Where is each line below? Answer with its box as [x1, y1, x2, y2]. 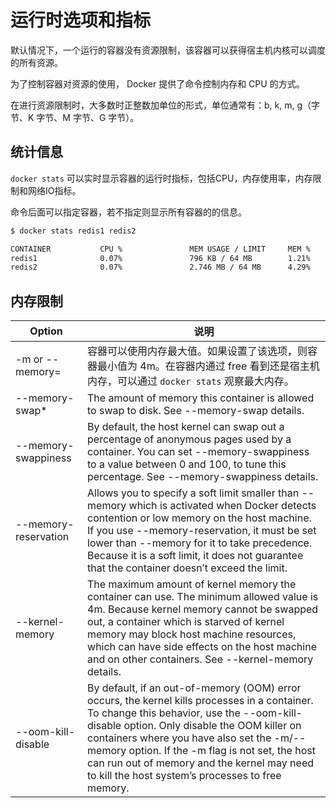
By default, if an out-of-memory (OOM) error [87, 681, 302, 695]
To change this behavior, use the [87, 706, 241, 720]
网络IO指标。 [27, 184, 82, 196]
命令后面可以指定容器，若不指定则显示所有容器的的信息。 [10, 206, 247, 218]
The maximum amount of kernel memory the [87, 577, 297, 591]
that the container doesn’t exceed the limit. [87, 561, 288, 575]
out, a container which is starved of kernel [87, 615, 285, 629]
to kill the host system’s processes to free [87, 769, 282, 783]
